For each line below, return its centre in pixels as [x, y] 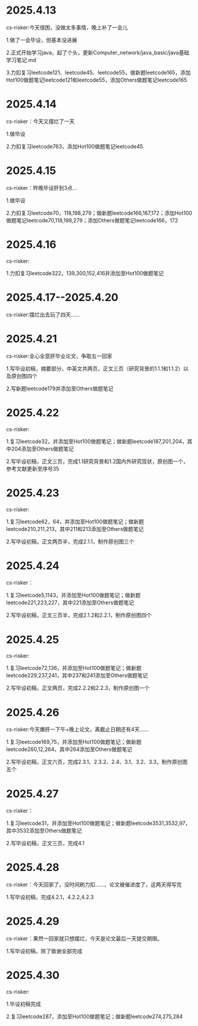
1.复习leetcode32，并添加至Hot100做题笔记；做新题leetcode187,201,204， [97, 441]
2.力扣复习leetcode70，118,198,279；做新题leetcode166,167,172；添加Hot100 [99, 213]
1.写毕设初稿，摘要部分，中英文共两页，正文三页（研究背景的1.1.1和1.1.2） [95, 368]
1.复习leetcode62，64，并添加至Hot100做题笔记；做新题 [75, 522]
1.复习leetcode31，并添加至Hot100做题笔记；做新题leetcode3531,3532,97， [98, 823]
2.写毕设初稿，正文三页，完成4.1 [45, 843]
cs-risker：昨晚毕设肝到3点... [42, 187]
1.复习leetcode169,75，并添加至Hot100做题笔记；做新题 [74, 742]
